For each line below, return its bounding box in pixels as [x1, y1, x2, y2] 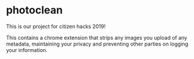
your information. [6, 46, 48, 53]
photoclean [6, 4, 63, 17]
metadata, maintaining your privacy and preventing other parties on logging [6, 40, 189, 47]
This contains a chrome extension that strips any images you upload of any [6, 34, 188, 41]
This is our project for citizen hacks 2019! [6, 23, 106, 30]
